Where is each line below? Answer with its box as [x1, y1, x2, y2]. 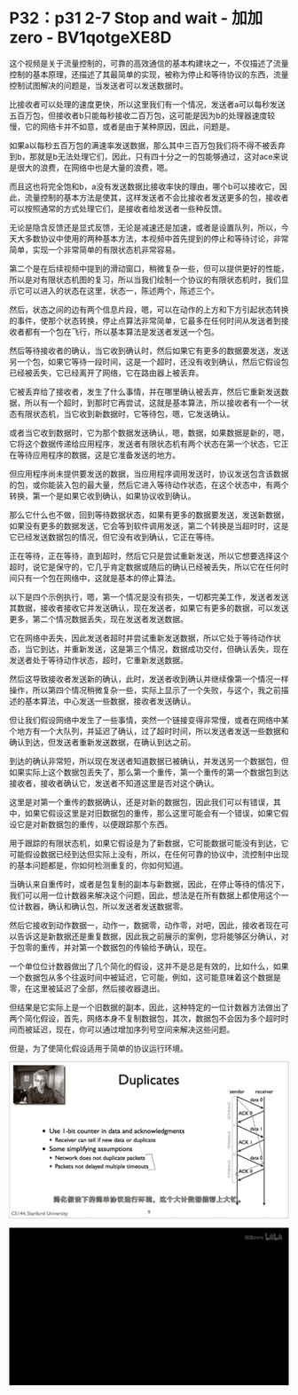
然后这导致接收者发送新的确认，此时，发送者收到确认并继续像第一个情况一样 [9, 674, 289, 684]
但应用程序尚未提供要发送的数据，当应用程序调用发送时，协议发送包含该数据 [9, 468, 289, 479]
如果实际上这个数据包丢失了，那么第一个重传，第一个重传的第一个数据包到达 [9, 767, 289, 777]
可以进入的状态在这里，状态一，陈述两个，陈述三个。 [24, 285, 219, 296]
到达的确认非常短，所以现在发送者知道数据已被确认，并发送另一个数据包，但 [9, 755, 289, 766]
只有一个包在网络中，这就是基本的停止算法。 [16, 572, 180, 583]
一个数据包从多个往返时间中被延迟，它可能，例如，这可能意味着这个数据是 [9, 972, 281, 982]
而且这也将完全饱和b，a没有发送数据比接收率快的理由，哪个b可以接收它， [9, 181, 280, 192]
